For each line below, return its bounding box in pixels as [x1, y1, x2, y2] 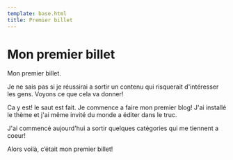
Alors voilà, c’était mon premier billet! [7, 145, 113, 153]
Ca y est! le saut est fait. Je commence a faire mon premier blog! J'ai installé [7, 103, 227, 112]
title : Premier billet [7, 17, 73, 24]
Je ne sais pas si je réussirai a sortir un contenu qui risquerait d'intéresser [7, 82, 219, 91]
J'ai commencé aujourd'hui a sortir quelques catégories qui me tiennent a [7, 124, 219, 132]
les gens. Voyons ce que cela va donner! [7, 90, 124, 98]
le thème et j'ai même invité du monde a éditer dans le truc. [7, 111, 177, 119]
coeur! [7, 132, 26, 140]
